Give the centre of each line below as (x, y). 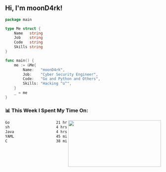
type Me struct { (23, 29)
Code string (28, 42)
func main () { (20, 60)
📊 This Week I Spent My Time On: (47, 110)
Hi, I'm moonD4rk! (34, 8)
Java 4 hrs (36, 132)
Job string (28, 38)
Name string (28, 33)
